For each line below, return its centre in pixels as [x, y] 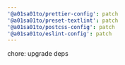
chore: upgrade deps [38, 54]
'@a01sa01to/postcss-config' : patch [61, 27]
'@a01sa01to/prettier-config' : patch [63, 14]
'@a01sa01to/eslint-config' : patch [60, 34]
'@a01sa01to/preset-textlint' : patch [63, 20]
